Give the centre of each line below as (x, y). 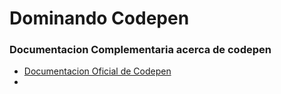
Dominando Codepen (99, 18)
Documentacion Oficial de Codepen (97, 71)
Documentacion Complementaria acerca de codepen (140, 50)
